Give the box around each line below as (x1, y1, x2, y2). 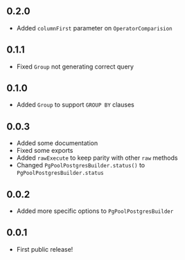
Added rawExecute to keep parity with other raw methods (16, 154, 178, 162)
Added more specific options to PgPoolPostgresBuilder (16, 207, 174, 215)
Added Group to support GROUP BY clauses (16, 100, 134, 109)
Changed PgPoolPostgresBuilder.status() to (16, 161, 146, 169)
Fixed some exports (16, 147, 73, 155)
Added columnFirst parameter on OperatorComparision (16, 24, 173, 32)
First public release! (16, 245, 73, 253)
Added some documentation (16, 139, 98, 147)
